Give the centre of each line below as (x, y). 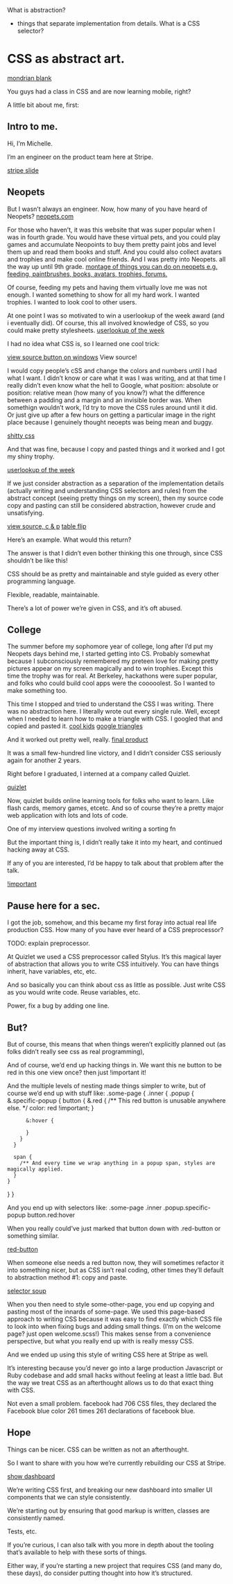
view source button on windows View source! (72, 357)
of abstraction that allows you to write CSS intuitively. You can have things (113, 964)
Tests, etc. (22, 1531)
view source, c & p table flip (47, 526)
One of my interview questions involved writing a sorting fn (92, 829)
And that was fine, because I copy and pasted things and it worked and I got (116, 449)
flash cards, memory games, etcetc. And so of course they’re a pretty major (115, 808)
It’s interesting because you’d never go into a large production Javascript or (115, 1368)
